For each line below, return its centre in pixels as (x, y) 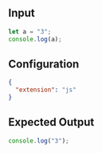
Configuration (44, 64)
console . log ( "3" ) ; (39, 141)
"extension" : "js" (46, 90)
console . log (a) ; (35, 39)
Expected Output (51, 122)
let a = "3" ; (30, 31)
